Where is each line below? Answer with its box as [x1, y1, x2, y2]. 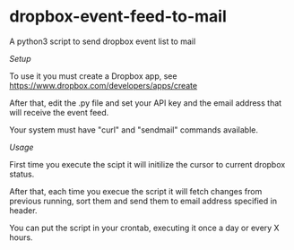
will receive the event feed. [9, 107, 109, 117]
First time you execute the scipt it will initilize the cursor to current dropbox [9, 159, 286, 169]
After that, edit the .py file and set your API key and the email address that [9, 97, 282, 108]
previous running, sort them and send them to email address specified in [9, 195, 278, 206]
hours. [9, 231, 33, 243]
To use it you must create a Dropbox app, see [9, 70, 177, 82]
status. [9, 168, 35, 179]
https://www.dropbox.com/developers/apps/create [9, 80, 198, 91]
